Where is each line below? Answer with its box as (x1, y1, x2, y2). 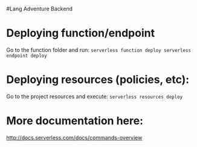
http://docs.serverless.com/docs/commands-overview (6, 134, 143, 141)
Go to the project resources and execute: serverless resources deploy (6, 93, 183, 100)
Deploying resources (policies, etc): (6, 73, 190, 87)
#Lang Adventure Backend (6, 5, 73, 12)
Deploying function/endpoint (6, 27, 155, 40)
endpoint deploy (6, 53, 47, 59)
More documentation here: (6, 114, 144, 128)
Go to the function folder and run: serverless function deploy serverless (6, 46, 192, 53)
